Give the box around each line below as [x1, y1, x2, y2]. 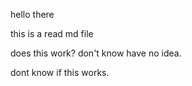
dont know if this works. [10, 67, 110, 78]
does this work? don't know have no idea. [10, 47, 182, 59]
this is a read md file [10, 28, 94, 39]
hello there [10, 9, 55, 20]
